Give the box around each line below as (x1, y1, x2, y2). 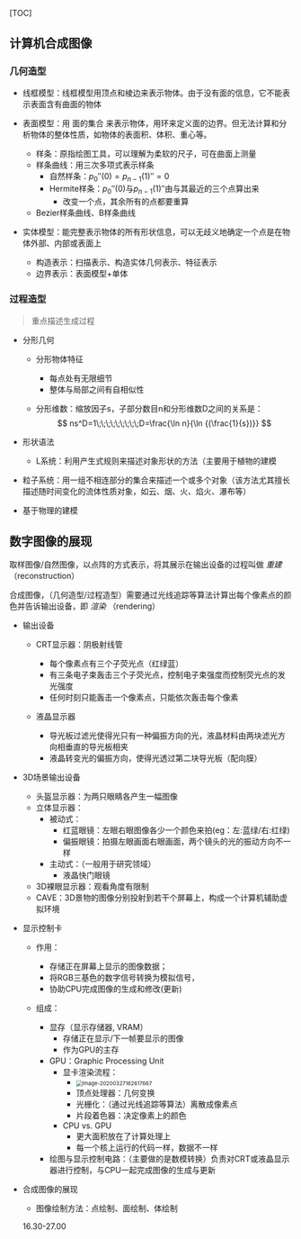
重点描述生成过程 (31, 315, 95, 326)
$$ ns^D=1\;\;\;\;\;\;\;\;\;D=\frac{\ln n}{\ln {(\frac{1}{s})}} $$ (57, 418, 272, 429)
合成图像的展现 (22, 1184, 78, 1195)
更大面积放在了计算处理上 (75, 1131, 171, 1142)
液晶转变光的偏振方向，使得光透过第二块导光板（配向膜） (49, 753, 262, 764)
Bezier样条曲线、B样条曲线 (35, 207, 137, 219)
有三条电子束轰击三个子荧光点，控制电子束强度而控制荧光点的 (49, 670, 279, 681)
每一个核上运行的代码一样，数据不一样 (75, 1143, 218, 1153)
